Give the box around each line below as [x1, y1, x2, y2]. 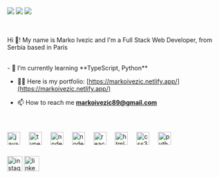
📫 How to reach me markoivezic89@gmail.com [17, 98, 158, 106]
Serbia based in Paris [7, 43, 68, 51]
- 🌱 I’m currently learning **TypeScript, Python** [7, 63, 149, 72]
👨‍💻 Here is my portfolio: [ [17, 77, 89, 86]
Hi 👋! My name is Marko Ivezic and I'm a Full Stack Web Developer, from [7, 35, 213, 44]
